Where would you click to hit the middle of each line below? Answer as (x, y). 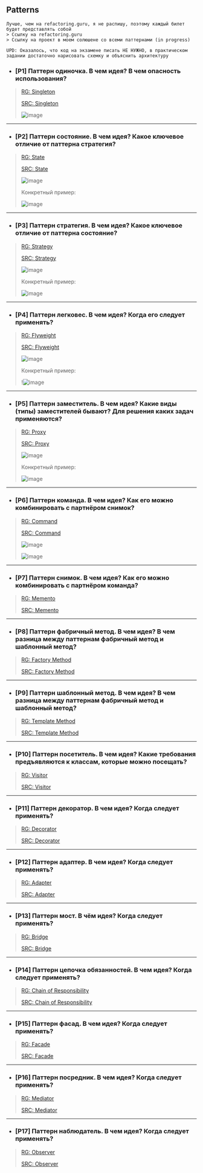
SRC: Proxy (35, 444)
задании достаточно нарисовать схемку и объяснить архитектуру (88, 56)
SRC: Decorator (40, 841)
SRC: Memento (40, 610)
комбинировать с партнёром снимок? (75, 508)
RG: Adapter (36, 883)
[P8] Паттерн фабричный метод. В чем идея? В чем (95, 631)
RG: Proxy (34, 432)
